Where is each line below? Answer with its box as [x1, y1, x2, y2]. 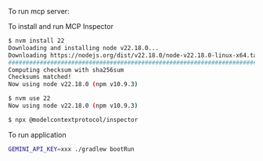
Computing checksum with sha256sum [8, 66, 124, 73]
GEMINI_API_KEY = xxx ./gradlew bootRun [8, 145, 135, 153]
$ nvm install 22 [8, 37, 65, 45]
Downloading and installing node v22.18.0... [8, 44, 159, 52]
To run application [8, 130, 67, 139]
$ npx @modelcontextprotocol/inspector [8, 116, 139, 123]
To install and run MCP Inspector [8, 22, 113, 30]
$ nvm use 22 [8, 95, 51, 102]
